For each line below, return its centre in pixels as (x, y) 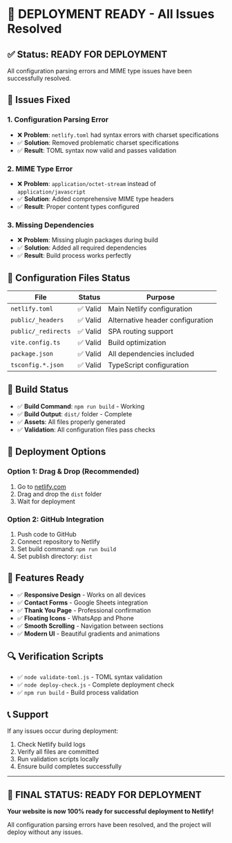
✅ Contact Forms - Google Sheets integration (83, 602)
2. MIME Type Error (40, 169)
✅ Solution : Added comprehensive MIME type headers (95, 198)
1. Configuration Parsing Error (58, 120)
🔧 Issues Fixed (39, 100)
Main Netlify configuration (150, 309)
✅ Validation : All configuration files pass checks (86, 429)
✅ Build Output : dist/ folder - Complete (75, 414)
